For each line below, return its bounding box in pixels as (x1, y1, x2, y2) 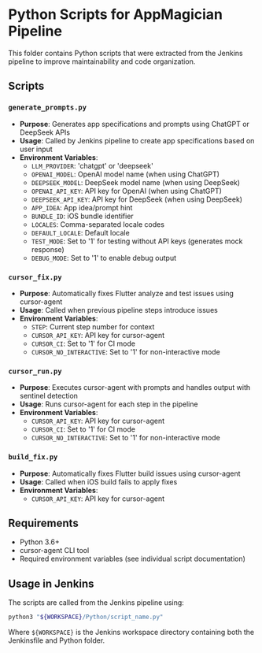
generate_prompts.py (8, 103, 87, 112)
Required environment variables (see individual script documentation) (19, 554, 246, 564)
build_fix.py (8, 453, 58, 462)
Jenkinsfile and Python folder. (8, 636, 105, 645)
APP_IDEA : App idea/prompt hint (31, 202, 133, 212)
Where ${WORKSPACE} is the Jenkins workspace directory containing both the (8, 628, 254, 637)
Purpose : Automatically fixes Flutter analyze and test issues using (19, 288, 234, 298)
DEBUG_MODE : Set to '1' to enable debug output (31, 253, 177, 262)
